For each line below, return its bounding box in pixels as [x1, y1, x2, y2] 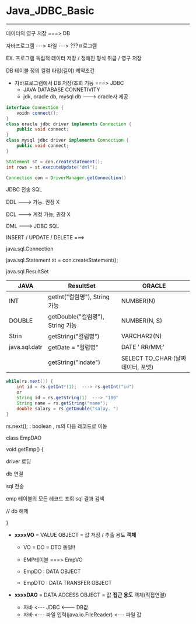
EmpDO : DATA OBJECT [23, 568, 81, 575]
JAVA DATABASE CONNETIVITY [23, 86, 100, 93]
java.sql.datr [9, 343, 43, 351]
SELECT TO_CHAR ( [121, 354, 176, 362]
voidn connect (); [16, 110, 59, 116]
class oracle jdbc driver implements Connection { [6, 121, 132, 127]
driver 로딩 [6, 458, 32, 465]
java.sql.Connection [6, 245, 54, 252]
